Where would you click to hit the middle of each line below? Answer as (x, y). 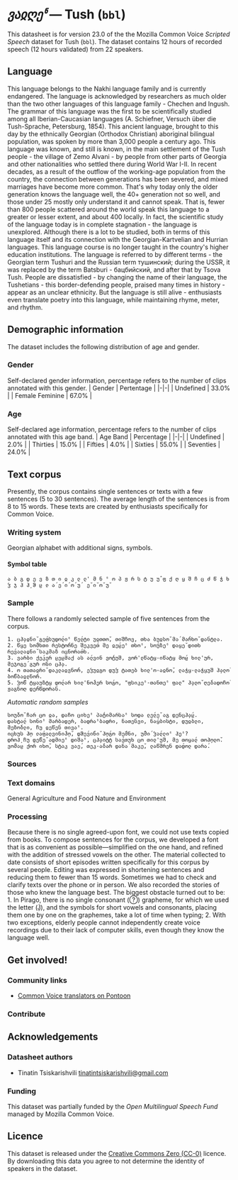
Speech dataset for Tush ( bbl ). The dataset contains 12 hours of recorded (115, 41)
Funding (22, 1091)
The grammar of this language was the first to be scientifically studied (109, 111)
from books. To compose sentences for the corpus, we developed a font (113, 839)
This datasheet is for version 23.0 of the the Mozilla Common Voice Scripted (119, 34)
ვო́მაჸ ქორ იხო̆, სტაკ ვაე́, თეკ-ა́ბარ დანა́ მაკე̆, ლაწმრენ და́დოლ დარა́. (109, 746)
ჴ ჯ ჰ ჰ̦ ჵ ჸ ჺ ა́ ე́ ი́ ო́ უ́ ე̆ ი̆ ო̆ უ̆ (58, 585)
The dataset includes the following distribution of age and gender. (103, 346)
